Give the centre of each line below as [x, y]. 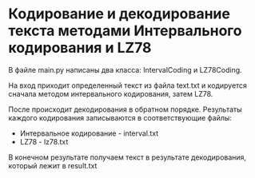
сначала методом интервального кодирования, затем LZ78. [111, 93]
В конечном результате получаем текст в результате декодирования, [127, 157]
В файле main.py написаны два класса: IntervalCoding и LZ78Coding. [125, 69]
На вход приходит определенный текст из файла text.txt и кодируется [128, 85]
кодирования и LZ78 [80, 48]
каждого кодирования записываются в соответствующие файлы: [120, 117]
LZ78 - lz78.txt [44, 141]
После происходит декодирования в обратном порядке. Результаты [125, 109]
